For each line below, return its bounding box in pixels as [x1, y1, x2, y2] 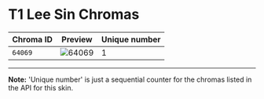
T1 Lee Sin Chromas [8, 5, 140, 24]
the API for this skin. [8, 82, 73, 92]
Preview [61, 34, 93, 45]
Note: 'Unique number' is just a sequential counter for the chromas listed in [8, 75, 252, 84]
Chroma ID [12, 34, 53, 45]
